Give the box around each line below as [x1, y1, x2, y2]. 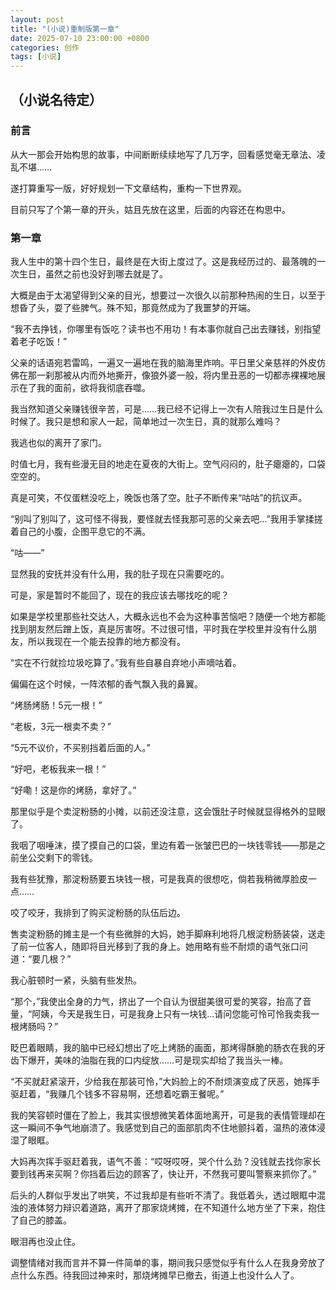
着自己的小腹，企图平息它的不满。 [10, 526, 151, 538]
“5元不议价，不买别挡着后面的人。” [10, 742, 151, 754]
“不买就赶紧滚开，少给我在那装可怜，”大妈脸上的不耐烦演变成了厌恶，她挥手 [10, 1076, 321, 1088]
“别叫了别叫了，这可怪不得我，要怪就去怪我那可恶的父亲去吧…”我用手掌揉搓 [10, 513, 323, 525]
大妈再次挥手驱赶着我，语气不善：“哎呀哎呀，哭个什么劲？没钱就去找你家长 [10, 1156, 322, 1168]
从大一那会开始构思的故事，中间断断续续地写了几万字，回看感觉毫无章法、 [10, 148, 317, 160]
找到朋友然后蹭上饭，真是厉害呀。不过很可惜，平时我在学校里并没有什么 [10, 623, 308, 635]
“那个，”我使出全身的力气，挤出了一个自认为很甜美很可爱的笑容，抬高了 [10, 996, 303, 1008]
